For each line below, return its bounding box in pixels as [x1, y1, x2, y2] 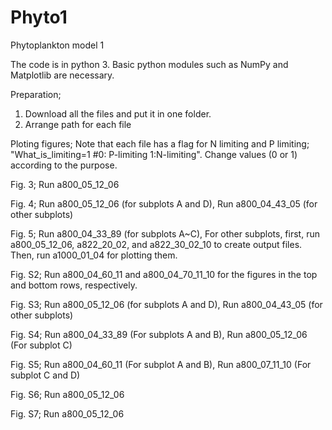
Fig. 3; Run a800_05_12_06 [10, 178, 120, 190]
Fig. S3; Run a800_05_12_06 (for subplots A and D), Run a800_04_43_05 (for [10, 298, 323, 310]
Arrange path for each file [24, 118, 132, 130]
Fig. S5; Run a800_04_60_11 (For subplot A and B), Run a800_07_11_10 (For [10, 358, 312, 370]
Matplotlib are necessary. [10, 69, 115, 81]
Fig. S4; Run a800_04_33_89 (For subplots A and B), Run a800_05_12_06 [10, 328, 308, 340]
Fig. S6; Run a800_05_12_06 [10, 388, 125, 400]
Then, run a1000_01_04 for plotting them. [10, 249, 178, 261]
